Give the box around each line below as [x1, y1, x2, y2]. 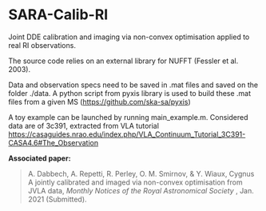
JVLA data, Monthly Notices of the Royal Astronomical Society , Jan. [27, 185, 254, 195]
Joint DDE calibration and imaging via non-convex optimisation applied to [8, 32, 250, 42]
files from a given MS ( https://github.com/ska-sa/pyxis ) [8, 97, 191, 106]
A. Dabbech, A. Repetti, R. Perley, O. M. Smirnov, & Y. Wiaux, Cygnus [27, 169, 255, 178]
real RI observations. [8, 40, 76, 50]
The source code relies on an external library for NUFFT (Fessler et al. [8, 56, 239, 66]
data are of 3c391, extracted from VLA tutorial [8, 121, 160, 130]
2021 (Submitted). [27, 194, 87, 204]
